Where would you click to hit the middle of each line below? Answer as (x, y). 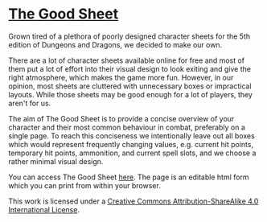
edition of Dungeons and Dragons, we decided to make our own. (115, 44)
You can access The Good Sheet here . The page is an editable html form (129, 177)
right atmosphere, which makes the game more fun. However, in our (121, 77)
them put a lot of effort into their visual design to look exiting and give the (130, 68)
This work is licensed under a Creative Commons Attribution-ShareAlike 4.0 (133, 201)
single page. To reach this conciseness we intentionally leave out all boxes (131, 136)
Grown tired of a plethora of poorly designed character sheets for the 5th (129, 36)
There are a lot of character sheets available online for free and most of (127, 60)
